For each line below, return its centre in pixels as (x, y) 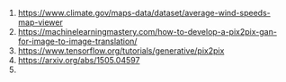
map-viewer (40, 22)
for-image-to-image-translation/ (77, 41)
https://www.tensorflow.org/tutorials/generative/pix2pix (121, 51)
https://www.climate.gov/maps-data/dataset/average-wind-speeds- (144, 13)
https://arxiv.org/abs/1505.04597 (79, 60)
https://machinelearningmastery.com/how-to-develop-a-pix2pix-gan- (147, 32)
